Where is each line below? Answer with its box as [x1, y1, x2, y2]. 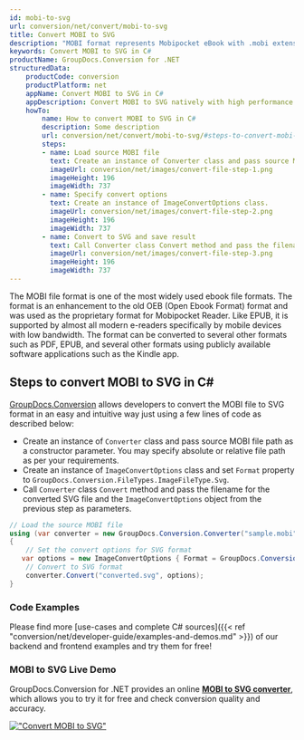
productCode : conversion [25, 72, 119, 82]
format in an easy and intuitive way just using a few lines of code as [9, 408, 262, 419]
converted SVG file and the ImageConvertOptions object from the [22, 493, 262, 504]
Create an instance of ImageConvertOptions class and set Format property [22, 464, 295, 476]
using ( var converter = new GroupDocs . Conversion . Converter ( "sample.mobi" [9, 529, 298, 538]
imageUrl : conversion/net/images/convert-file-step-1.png [49, 165, 273, 174]
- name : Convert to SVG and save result [42, 232, 196, 241]
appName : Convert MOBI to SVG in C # [25, 89, 165, 98]
